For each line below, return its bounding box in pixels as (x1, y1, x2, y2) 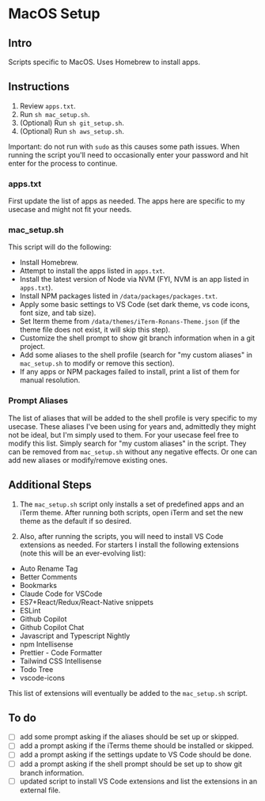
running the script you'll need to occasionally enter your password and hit (8, 150, 249, 159)
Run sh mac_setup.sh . (19, 109, 90, 119)
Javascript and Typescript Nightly (19, 631, 131, 640)
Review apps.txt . (19, 101, 77, 111)
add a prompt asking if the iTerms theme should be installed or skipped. (19, 741, 255, 750)
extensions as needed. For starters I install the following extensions (19, 540, 240, 549)
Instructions (8, 80, 70, 93)
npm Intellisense (19, 639, 74, 649)
